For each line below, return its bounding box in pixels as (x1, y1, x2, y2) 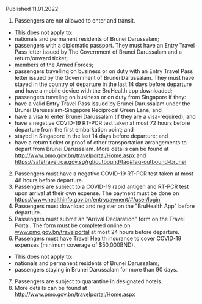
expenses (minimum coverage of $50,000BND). (14, 241, 135, 249)
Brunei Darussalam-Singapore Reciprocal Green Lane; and (14, 107, 162, 113)
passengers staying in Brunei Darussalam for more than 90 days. (14, 266, 178, 273)
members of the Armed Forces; (14, 61, 94, 68)
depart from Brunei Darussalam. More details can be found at (14, 146, 169, 152)
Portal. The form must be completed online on (14, 222, 131, 229)
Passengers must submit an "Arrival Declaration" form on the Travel (14, 216, 185, 222)
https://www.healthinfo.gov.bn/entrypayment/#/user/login (14, 196, 161, 203)
